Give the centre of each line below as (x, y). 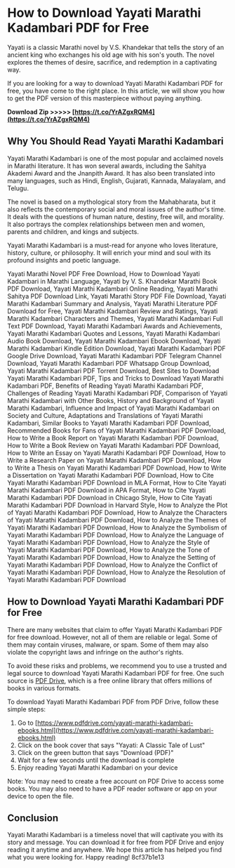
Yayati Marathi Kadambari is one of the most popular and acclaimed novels (115, 158)
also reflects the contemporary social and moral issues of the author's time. (116, 209)
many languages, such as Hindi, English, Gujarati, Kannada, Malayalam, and (116, 180)
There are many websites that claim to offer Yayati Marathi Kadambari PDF (115, 629)
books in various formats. (44, 688)
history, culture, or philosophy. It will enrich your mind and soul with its (109, 252)
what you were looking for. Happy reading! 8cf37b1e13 (86, 857)
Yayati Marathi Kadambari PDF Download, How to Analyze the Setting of (112, 557)
